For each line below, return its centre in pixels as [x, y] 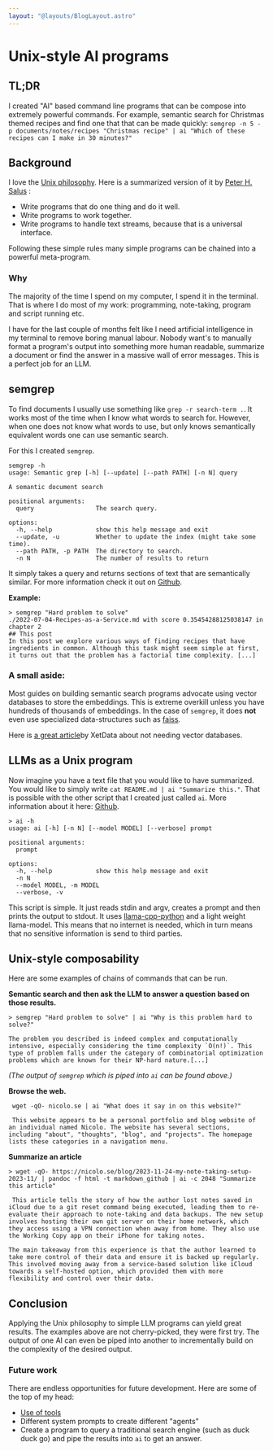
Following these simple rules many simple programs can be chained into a [132, 248]
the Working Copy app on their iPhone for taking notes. [107, 1236]
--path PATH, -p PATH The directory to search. [100, 551]
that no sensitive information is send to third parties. [95, 933]
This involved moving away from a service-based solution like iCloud [130, 1265]
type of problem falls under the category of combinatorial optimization [136, 1053]
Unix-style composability [74, 959]
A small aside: [37, 675]
